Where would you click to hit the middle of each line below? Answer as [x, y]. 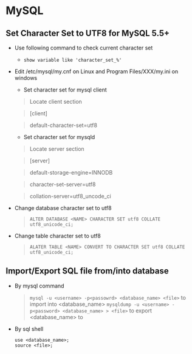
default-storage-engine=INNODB [71, 172]
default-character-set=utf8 [63, 125]
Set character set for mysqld [59, 137]
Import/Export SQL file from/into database [87, 271]
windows [26, 78]
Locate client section [56, 102]
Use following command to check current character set [84, 48]
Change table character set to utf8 [57, 236]
